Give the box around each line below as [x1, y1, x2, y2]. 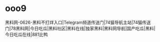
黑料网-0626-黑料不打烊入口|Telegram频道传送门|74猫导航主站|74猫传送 [5, 19, 151, 25]
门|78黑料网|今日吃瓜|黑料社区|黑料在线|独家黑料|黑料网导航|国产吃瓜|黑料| [5, 25, 156, 31]
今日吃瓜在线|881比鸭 [5, 31, 48, 37]
